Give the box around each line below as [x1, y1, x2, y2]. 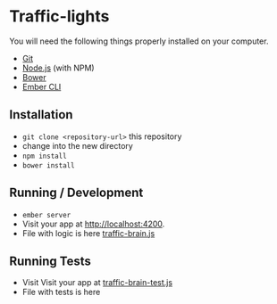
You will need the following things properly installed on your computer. [9, 36, 269, 46]
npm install [21, 152, 67, 160]
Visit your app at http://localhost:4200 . [21, 218, 165, 229]
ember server [21, 210, 71, 219]
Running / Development [9, 185, 144, 201]
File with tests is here [21, 287, 101, 298]
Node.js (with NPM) [21, 62, 96, 73]
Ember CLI [21, 81, 62, 92]
